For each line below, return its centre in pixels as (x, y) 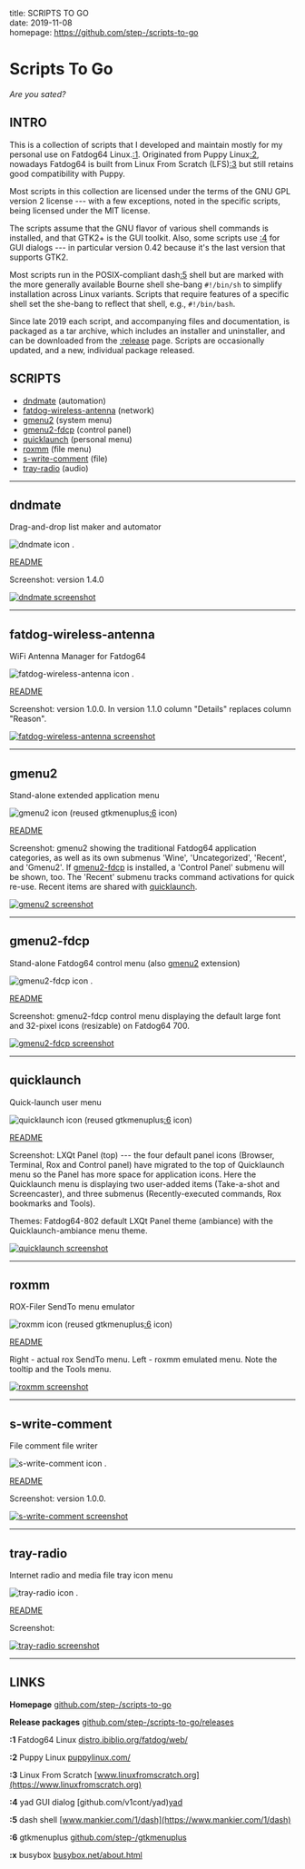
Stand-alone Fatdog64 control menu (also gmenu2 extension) (125, 963)
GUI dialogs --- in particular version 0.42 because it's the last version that (148, 247)
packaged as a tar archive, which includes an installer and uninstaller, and (148, 331)
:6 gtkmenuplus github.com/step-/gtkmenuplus (98, 1837)
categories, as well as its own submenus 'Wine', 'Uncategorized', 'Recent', (148, 858)
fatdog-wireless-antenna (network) (89, 410)
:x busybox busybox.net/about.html (76, 1854)
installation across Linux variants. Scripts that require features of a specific (149, 293)
